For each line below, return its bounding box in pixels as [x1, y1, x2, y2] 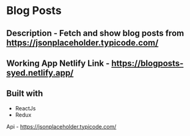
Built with [6, 88, 43, 99]
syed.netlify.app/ [6, 68, 74, 78]
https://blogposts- [111, 58, 184, 68]
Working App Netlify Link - [6, 58, 110, 68]
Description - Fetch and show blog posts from [6, 28, 185, 38]
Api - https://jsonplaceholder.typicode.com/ [6, 123, 117, 130]
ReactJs [15, 104, 36, 112]
